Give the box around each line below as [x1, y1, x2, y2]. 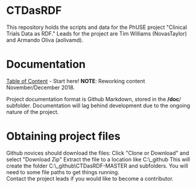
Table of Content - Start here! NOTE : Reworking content [6, 77, 145, 84]
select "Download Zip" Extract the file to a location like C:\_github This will [6, 155, 191, 163]
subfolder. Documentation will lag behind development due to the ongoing [6, 102, 191, 109]
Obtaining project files [6, 130, 121, 143]
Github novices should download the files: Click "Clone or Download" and [6, 149, 189, 157]
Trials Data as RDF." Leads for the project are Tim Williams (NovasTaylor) [6, 30, 187, 37]
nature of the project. [6, 108, 59, 115]
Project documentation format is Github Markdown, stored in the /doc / [6, 95, 182, 102]
